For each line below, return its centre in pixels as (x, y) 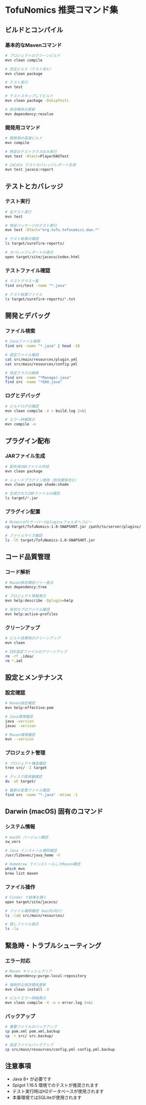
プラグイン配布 (28, 441)
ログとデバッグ (23, 396)
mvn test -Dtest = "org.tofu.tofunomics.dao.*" (52, 230)
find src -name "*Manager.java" (38, 377)
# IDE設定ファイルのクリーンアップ (36, 652)
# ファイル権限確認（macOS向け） (35, 911)
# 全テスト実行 (18, 212)
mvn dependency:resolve (29, 114)
